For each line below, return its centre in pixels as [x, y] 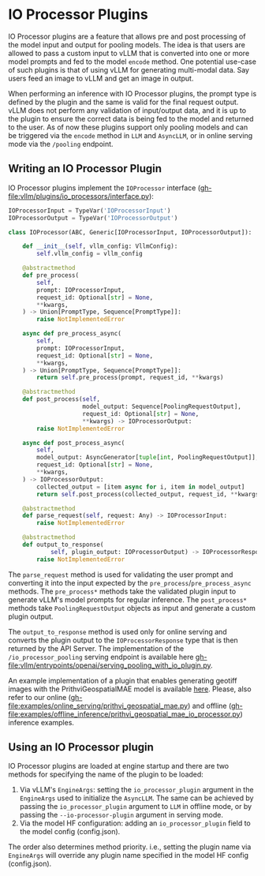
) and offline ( [210, 706]
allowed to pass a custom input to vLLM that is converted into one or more [129, 53]
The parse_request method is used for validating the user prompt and [121, 575]
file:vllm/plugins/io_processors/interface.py [79, 196]
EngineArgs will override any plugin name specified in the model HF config [129, 855]
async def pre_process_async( [72, 334]
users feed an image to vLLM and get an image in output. [101, 78]
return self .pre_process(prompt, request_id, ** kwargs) [130, 378]
